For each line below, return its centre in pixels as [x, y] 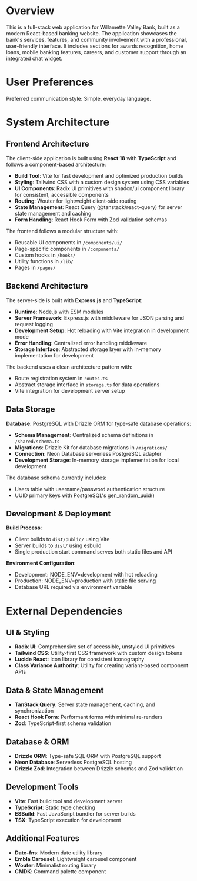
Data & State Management [55, 690]
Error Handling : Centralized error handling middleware [81, 343]
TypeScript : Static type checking [55, 807]
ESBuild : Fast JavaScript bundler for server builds [75, 813]
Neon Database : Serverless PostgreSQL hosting [73, 762]
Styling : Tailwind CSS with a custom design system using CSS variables [102, 182]
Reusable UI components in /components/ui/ [68, 242]
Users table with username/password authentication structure [90, 489]
